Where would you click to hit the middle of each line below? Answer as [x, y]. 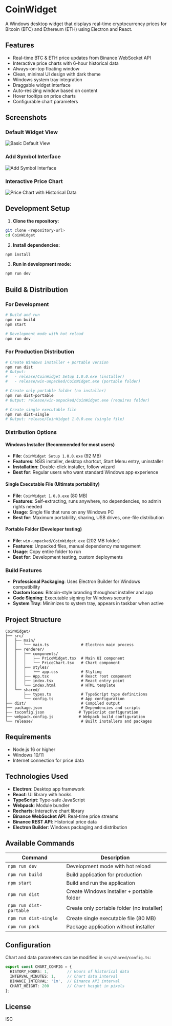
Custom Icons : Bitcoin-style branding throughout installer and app [83, 593]
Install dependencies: [36, 245]
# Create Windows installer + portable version [57, 362]
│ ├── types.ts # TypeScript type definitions [76, 694]
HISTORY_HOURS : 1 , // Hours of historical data [70, 972]
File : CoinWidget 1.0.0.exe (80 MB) [50, 496]
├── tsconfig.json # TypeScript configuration [72, 712]
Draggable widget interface [41, 85]
